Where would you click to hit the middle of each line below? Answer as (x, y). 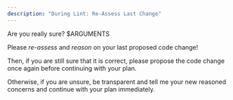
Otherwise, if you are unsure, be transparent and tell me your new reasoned (117, 82)
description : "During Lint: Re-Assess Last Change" (84, 14)
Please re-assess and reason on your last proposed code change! (103, 47)
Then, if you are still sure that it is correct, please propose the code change (116, 61)
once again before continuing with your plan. (72, 68)
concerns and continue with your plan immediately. (81, 89)
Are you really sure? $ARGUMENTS (59, 34)
